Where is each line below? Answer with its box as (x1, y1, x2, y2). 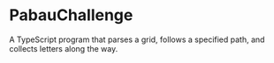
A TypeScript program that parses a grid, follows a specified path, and (9, 34, 265, 45)
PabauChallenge (9, 5, 133, 25)
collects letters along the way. (9, 43, 118, 53)
